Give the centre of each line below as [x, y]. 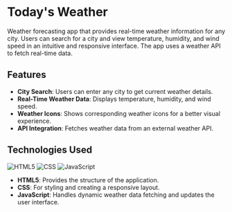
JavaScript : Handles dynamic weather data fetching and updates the [116, 195]
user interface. [38, 202]
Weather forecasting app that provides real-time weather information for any [116, 31]
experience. [34, 121]
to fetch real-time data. [40, 53]
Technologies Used [50, 150]
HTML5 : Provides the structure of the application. [88, 180]
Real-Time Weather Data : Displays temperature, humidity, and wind [114, 99]
